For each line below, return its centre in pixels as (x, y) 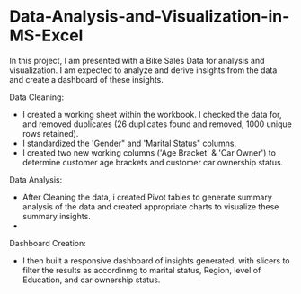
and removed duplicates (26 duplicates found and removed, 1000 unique (157, 124)
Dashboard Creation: (48, 243)
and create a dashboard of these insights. (86, 79)
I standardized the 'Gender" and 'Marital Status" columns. (129, 143)
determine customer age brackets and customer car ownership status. (153, 162)
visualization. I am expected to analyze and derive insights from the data (143, 70)
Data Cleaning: (37, 97)
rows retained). (50, 133)
